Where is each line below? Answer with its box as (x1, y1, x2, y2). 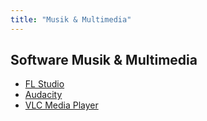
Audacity (24, 89, 63, 101)
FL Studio (24, 78, 65, 90)
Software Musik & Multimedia (10, 52, 198, 69)
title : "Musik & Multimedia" (10, 14, 132, 25)
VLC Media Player (24, 99, 99, 111)
